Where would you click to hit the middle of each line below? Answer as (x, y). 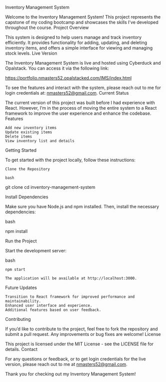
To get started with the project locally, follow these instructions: (70, 160)
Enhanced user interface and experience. (49, 305)
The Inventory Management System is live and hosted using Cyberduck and (83, 63)
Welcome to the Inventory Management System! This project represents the (83, 17)
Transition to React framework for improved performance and (70, 297)
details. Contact (21, 349)
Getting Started (21, 150)
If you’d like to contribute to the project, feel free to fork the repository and (82, 329)
